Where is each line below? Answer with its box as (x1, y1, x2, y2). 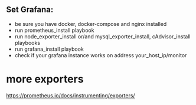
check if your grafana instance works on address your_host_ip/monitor (14, 51, 187, 58)
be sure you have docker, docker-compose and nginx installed (14, 20, 167, 27)
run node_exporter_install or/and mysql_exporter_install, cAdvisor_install (14, 32, 191, 40)
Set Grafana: (6, 5, 54, 15)
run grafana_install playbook (14, 45, 84, 52)
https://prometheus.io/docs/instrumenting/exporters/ (6, 91, 135, 99)
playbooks (14, 39, 40, 46)
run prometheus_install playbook (14, 27, 94, 34)
